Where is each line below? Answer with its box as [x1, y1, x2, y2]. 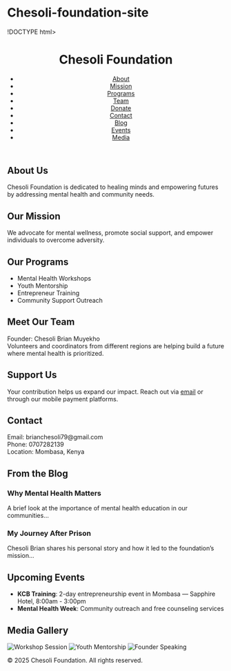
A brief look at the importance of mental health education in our [7, 504, 188, 512]
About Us [7, 164, 48, 177]
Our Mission [7, 210, 61, 222]
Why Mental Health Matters [7, 488, 101, 498]
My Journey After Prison [7, 528, 92, 538]
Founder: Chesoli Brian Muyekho [7, 334, 100, 343]
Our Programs [7, 256, 69, 268]
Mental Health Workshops [17, 274, 92, 282]
